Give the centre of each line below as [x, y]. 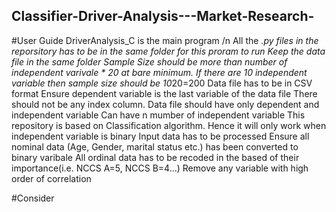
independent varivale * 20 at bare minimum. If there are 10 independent [159, 72]
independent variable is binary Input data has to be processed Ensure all [160, 136]
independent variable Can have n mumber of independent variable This [158, 115]
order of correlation [51, 178]
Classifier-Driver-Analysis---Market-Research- [163, 16]
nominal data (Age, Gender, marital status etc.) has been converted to [155, 146]
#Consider [33, 198]
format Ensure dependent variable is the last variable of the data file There [164, 93]
